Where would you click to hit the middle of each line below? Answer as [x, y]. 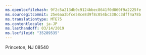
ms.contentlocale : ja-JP [31, 24]
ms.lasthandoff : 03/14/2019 [35, 28]
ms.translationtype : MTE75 [34, 19]
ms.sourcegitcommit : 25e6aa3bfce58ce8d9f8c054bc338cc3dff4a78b [73, 14]
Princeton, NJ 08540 [27, 47]
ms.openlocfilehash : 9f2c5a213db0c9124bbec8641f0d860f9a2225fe [73, 10]
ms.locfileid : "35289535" [32, 33]
